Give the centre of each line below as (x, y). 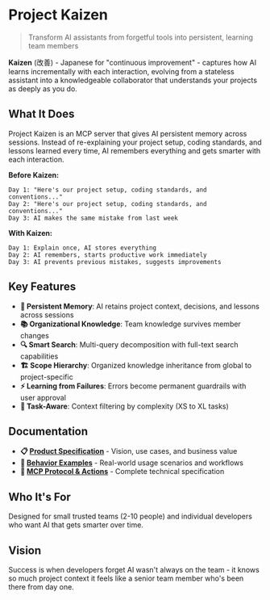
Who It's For (39, 497)
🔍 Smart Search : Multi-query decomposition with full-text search (129, 344)
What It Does (42, 114)
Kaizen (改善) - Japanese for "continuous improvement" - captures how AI (132, 62)
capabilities (39, 356)
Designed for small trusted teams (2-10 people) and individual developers (130, 516)
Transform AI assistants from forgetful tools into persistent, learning (141, 37)
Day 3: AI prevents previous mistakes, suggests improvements (115, 262)
